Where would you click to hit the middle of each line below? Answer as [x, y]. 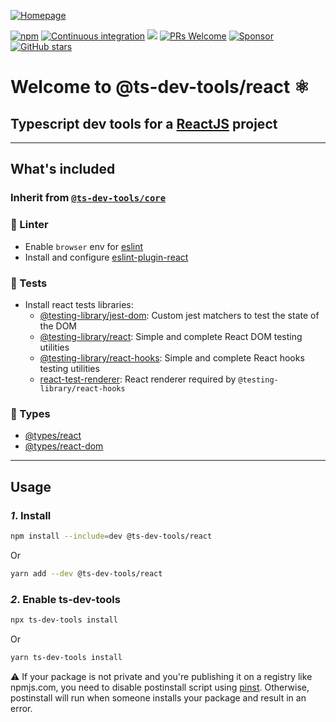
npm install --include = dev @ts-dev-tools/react [111, 536]
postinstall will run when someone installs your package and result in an [158, 697]
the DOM [58, 326]
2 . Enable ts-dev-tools [65, 599]
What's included [63, 169]
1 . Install [31, 515]
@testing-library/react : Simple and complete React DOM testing [171, 336]
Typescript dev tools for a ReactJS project [144, 123]
